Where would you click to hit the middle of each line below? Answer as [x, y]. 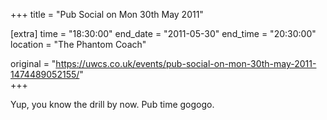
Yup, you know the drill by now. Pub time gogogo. [112, 104]
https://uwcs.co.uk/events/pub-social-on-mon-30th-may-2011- [186, 63]
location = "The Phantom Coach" [78, 44]
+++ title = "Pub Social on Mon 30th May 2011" [107, 14]
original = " [33, 63]
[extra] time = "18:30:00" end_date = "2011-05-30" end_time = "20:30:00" [163, 33]
